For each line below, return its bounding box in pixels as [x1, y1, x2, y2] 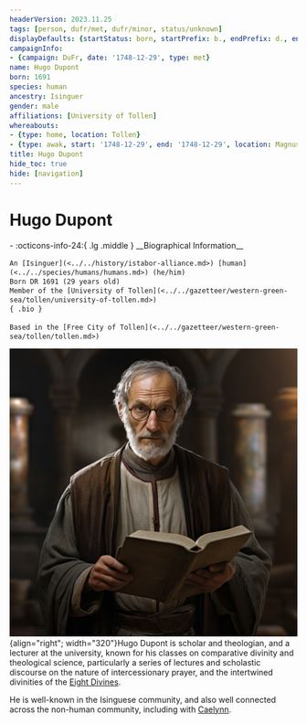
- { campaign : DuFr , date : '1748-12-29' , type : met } [9, 53, 210, 63]
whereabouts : [9, 121, 59, 130]
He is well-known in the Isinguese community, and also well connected [9, 694, 277, 705]
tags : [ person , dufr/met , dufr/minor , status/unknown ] [9, 24, 223, 34]
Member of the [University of [9, 286, 125, 295]
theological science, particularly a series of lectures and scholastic [9, 656, 261, 667]
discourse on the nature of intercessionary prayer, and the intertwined [9, 666, 274, 677]
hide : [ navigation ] [9, 169, 84, 178]
